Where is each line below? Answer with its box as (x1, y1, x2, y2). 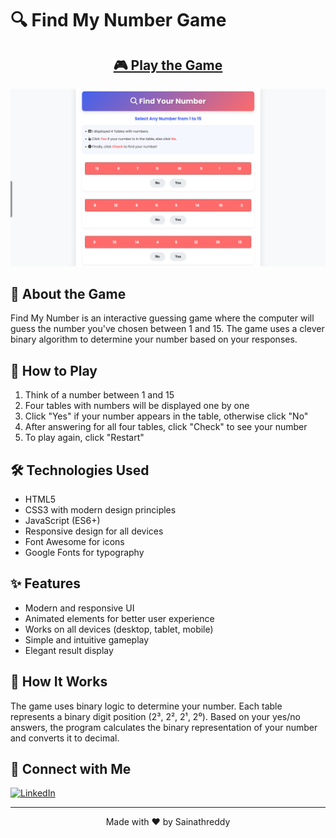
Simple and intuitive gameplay (24, 633, 150, 646)
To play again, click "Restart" (24, 432, 145, 444)
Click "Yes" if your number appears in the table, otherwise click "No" (24, 410, 309, 422)
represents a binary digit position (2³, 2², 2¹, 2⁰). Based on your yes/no (10, 710, 301, 722)
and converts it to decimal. (10, 732, 120, 744)
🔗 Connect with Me (10, 760, 132, 777)
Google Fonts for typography (24, 546, 145, 558)
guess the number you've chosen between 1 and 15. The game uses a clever (10, 323, 325, 335)
